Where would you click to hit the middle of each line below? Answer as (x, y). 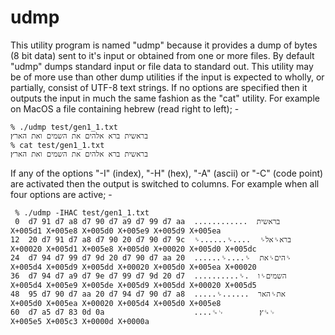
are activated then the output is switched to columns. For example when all (165, 183)
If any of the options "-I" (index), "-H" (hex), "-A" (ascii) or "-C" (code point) (167, 173)
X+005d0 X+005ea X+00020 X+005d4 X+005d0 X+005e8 (116, 303)
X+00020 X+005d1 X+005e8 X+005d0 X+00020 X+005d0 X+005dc (133, 249)
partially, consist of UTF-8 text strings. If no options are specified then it (159, 87)
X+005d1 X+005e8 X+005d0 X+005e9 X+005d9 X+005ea (116, 231)
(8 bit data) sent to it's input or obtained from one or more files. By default (162, 55)
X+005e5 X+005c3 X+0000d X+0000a (80, 321)
